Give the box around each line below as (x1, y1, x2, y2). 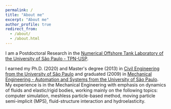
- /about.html (10, 36, 40, 41)
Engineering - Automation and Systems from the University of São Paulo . (5, 76, 159, 82)
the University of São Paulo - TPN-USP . (5, 55, 89, 61)
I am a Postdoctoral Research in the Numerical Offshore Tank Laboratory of (5, 50, 164, 56)
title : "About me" (5, 12, 44, 17)
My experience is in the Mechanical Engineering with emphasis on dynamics (5, 81, 166, 88)
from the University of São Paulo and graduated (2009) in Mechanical (5, 71, 152, 77)
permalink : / (5, 7, 33, 13)
